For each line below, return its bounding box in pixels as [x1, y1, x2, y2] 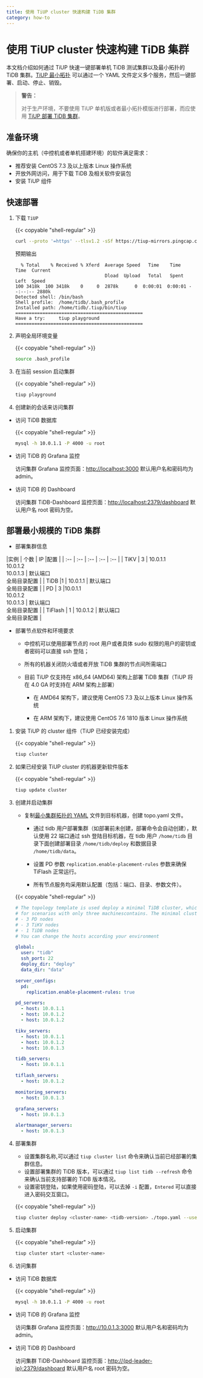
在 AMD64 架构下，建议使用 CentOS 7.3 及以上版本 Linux [33, 694, 176, 701]
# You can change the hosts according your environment [15, 933, 159, 940]
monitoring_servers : [15, 1089, 67, 1095]
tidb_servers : [15, 1056, 51, 1062]
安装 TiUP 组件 [15, 178, 52, 185]
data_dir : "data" [21, 966, 65, 973]
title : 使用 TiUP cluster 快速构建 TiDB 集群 [6, 9, 116, 15]
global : [15, 944, 35, 950]
